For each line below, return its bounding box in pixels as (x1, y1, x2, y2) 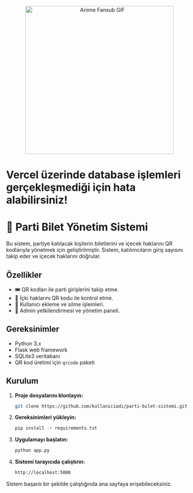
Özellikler (6, 270, 43, 280)
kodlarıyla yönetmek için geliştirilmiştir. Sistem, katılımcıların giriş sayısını (6, 246, 184, 254)
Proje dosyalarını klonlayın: (14, 392, 83, 399)
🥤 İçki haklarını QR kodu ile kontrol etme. (14, 294, 114, 302)
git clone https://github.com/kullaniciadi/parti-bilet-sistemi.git (14, 403, 188, 409)
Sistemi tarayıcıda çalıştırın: (14, 458, 85, 465)
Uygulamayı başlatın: (14, 436, 69, 443)
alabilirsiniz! (6, 193, 68, 207)
